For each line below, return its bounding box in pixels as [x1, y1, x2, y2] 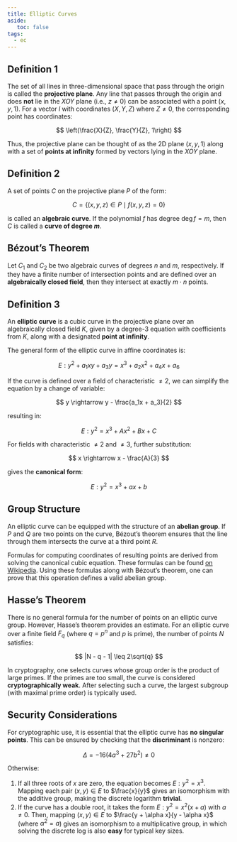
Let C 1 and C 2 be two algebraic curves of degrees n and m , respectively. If [7, 261, 224, 271]
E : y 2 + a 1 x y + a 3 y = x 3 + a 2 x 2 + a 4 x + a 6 [57, 360, 180, 371]
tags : [7, 30, 23, 38]
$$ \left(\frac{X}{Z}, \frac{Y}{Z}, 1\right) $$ [56, 126, 182, 134]
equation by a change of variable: [7, 384, 105, 393]
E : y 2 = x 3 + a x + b [91, 481, 147, 491]
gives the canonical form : [7, 468, 83, 476]
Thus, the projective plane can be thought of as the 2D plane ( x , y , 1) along [7, 139, 224, 148]
